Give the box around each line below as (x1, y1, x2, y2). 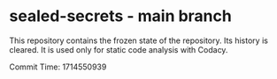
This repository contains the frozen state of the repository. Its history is (9, 35, 268, 46)
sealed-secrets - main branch (9, 6, 232, 26)
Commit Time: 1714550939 (9, 61, 107, 72)
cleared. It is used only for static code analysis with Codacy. (9, 44, 228, 54)
